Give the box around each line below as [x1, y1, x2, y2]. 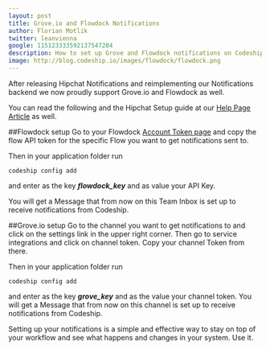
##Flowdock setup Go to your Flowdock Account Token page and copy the [8, 126, 257, 137]
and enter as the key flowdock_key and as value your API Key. [8, 180, 215, 190]
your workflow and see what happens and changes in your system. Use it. [8, 332, 254, 342]
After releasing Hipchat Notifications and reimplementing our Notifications [8, 78, 254, 89]
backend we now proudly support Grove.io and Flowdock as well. [8, 87, 225, 97]
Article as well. [8, 111, 57, 121]
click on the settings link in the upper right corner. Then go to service [8, 229, 237, 238]
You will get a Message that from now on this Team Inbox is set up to [8, 196, 236, 206]
